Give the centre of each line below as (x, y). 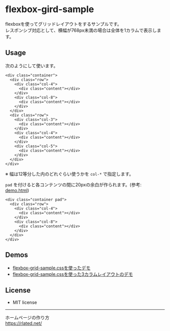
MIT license (25, 303)
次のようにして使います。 (32, 66)
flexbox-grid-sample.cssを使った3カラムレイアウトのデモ (73, 274)
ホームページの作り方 (27, 318)
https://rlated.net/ (24, 323)
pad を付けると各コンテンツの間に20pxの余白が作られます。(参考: (73, 184)
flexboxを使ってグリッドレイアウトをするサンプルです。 (63, 24)
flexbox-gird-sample (50, 9)
